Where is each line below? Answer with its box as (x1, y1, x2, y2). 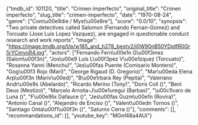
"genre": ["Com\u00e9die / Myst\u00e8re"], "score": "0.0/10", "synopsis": (6, 18, 187, 24)
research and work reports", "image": (6, 37, 98, 43)
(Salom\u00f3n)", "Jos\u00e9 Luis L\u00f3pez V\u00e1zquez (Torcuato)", (6, 56, 185, 62)
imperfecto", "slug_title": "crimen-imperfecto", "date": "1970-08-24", (6, 11, 173, 18)
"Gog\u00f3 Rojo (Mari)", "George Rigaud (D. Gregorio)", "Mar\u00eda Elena (6, 68, 193, 75)
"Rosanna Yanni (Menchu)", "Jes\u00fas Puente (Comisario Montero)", (6, 62, 177, 69)
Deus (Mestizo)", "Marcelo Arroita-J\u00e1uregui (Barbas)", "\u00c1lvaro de (6, 87, 191, 94)
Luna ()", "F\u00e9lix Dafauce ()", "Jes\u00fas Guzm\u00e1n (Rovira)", (6, 93, 177, 100)
